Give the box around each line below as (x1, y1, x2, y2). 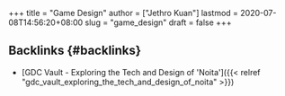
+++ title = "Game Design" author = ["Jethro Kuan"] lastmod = (8, 8, 239, 18)
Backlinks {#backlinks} (8, 43, 141, 58)
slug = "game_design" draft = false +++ (85, 17, 232, 28)
